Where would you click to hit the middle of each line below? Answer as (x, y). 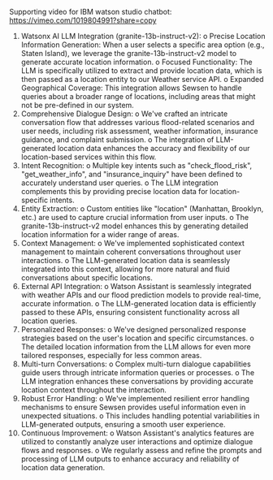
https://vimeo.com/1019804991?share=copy (83, 20)
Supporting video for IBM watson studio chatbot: (91, 12)
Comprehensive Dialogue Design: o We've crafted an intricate (124, 114)
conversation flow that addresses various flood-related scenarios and (138, 122)
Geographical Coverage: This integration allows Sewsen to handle (131, 88)
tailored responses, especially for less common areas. (111, 355)
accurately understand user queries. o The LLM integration (119, 183)
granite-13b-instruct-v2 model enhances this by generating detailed (134, 226)
